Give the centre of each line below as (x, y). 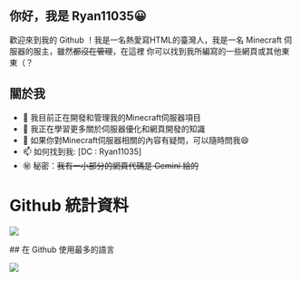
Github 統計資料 (69, 205)
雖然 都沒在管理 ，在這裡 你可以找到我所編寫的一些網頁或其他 (169, 51)
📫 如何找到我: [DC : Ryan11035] (82, 151)
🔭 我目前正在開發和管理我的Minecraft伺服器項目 (112, 117)
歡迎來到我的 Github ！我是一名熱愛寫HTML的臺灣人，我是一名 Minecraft (146, 40)
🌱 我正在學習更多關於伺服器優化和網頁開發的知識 (114, 129)
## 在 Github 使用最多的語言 (62, 249)
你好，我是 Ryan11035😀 (78, 16)
